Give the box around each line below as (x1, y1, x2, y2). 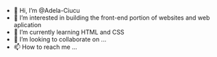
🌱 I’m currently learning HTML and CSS (13, 28, 125, 36)
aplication (13, 21, 42, 28)
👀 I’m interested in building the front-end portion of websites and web (13, 14, 210, 22)
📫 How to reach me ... (13, 43, 77, 51)
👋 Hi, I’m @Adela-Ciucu (13, 7, 80, 14)
